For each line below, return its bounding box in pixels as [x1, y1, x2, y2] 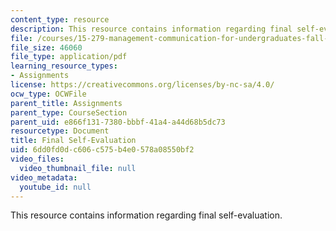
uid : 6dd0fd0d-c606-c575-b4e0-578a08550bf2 [10, 145, 195, 155]
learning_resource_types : [10, 61, 118, 71]
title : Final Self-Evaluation [10, 136, 137, 146]
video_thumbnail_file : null [19, 163, 137, 173]
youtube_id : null [19, 182, 92, 192]
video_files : [10, 154, 65, 164]
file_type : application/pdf [10, 52, 128, 62]
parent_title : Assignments [10, 98, 123, 108]
